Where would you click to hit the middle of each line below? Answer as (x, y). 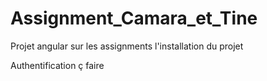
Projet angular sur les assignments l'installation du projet (127, 46)
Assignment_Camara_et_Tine (134, 18)
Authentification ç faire (57, 65)
